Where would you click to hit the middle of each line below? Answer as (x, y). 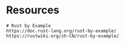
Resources (33, 10)
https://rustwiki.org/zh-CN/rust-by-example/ (62, 36)
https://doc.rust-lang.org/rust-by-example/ (61, 31)
